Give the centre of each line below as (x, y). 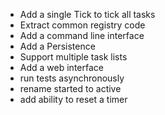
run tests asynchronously (72, 78)
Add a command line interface (82, 35)
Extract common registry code (82, 25)
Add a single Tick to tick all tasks (87, 14)
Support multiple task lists (73, 57)
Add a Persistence (57, 46)
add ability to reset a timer (73, 99)
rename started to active (70, 88)
